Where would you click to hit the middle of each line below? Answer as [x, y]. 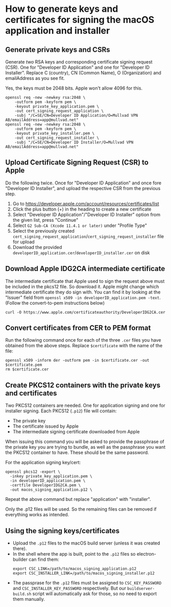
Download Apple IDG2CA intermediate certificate [85, 269]
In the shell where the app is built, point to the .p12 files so [74, 554]
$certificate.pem [24, 365]
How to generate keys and [62, 9]
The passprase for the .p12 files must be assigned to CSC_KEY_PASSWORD [87, 583]
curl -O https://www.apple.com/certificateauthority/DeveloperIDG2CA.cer [86, 312]
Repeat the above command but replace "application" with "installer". [78, 499]
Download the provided [37, 247]
